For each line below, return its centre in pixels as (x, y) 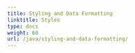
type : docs (23, 26)
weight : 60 (23, 33)
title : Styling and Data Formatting (60, 13)
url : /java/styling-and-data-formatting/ (68, 39)
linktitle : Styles (34, 20)
